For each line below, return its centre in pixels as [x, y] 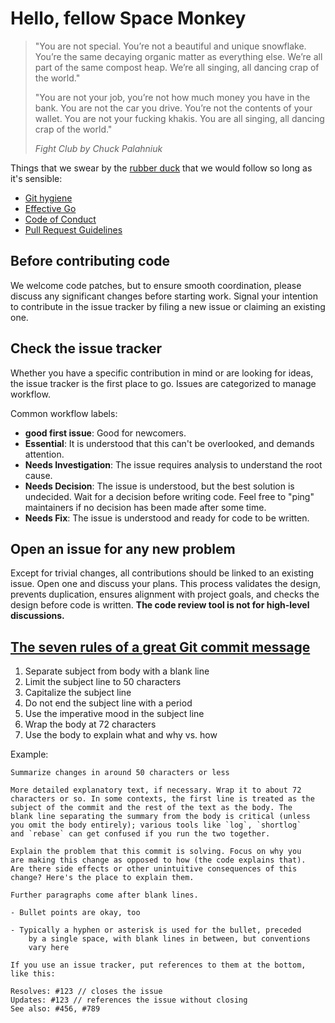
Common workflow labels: [64, 413]
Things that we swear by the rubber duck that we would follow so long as [161, 168]
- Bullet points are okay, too [75, 913]
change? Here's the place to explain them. [102, 878]
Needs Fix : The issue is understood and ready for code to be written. [167, 518]
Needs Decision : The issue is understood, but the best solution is [159, 486]
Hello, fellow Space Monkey [128, 18]
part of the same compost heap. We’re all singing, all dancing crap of [177, 67]
